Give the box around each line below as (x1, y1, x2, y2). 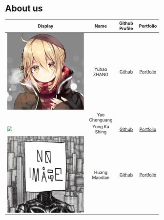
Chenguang (89, 117, 113, 123)
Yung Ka (92, 124, 110, 130)
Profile (119, 25, 133, 32)
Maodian (92, 174, 110, 180)
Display (38, 23, 54, 29)
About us (5, 3, 43, 14)
